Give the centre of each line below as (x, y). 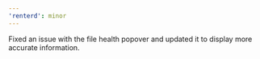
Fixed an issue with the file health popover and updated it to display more (130, 39)
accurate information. (44, 47)
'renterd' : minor (38, 16)
